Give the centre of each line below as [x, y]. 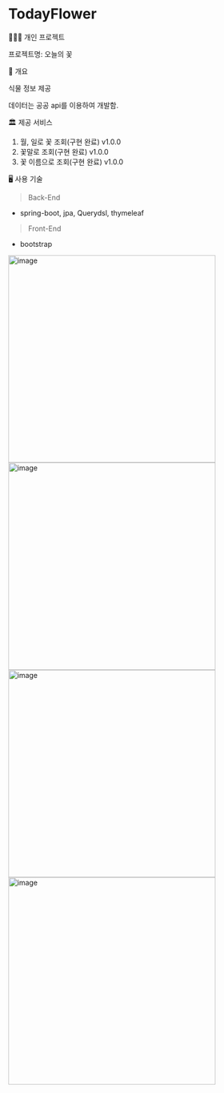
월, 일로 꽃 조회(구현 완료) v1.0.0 [70, 142]
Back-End [44, 197]
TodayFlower [53, 14]
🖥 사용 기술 [26, 179]
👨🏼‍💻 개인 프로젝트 [37, 37]
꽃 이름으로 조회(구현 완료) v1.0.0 [72, 162]
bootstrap [36, 244]
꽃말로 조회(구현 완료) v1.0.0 [64, 151]
